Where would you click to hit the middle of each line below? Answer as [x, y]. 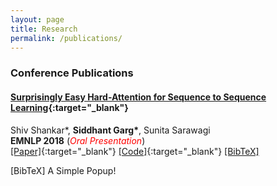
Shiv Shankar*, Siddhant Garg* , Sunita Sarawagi [110, 130]
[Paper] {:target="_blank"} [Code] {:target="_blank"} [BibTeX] [135, 151]
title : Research [44, 29]
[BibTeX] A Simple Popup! [63, 170]
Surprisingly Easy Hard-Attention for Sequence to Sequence [138, 97]
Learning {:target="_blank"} [69, 107]
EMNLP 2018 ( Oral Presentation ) [78, 140]
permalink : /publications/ [66, 38]
